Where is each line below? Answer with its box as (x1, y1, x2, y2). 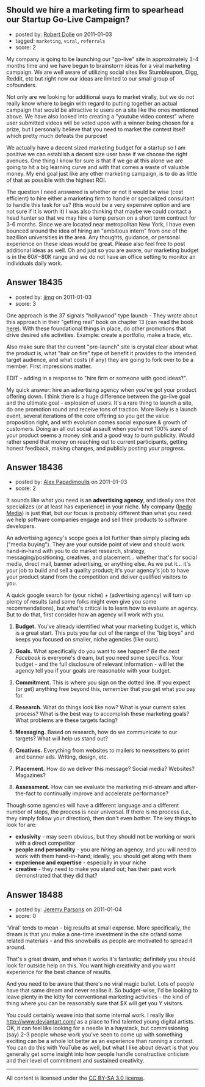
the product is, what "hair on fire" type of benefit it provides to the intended (6, 349, 196, 356)
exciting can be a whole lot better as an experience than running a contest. (6, 1038, 195, 1045)
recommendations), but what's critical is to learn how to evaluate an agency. (6, 604, 198, 612)
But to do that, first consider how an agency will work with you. (6, 611, 165, 618)
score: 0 (15, 912, 37, 920)
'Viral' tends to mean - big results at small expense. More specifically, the (6, 924, 191, 931)
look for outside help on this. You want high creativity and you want (6, 962, 176, 969)
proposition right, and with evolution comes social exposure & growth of (6, 418, 187, 426)
